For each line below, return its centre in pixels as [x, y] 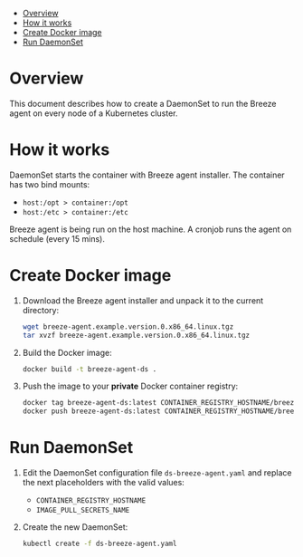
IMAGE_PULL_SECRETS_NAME [83, 511]
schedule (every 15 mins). [57, 238]
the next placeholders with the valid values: [104, 483]
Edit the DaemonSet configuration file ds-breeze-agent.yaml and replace [157, 473]
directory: [41, 310]
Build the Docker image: [67, 352]
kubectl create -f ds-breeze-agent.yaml [99, 544]
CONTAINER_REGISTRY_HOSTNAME [91, 501]
